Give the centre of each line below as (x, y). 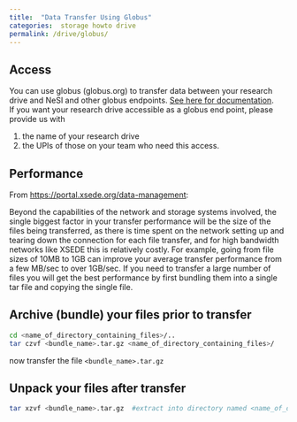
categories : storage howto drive (73, 26)
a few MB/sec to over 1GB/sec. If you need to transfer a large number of (140, 268)
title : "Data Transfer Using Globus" (80, 17)
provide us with (37, 119)
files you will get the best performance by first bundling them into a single (144, 278)
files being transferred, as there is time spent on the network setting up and (147, 230)
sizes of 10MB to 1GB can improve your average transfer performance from (146, 259)
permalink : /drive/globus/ (59, 34)
